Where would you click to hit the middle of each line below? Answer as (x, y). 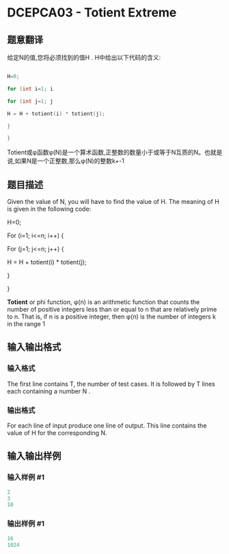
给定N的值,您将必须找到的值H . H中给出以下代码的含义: (84, 57)
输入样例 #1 (26, 477)
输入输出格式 (34, 347)
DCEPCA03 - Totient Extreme (92, 13)
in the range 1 (26, 324)
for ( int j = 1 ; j (30, 101)
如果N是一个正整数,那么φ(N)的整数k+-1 (69, 161)
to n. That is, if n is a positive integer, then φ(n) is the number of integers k (112, 316)
